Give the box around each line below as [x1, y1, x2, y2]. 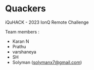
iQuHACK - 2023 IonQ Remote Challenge [5, 19, 89, 25]
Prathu [12, 43, 26, 49]
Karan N [12, 38, 29, 44]
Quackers [5, 3, 46, 14]
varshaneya [12, 49, 37, 55]
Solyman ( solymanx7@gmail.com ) [12, 59, 82, 65]
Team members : [5, 29, 40, 35]
